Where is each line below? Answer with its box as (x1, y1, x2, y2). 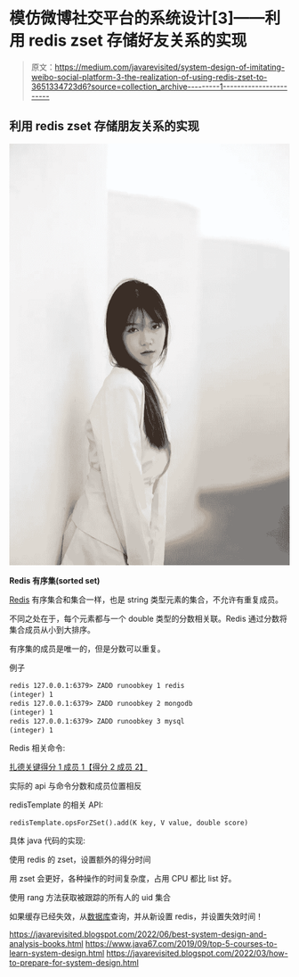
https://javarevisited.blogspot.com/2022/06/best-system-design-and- (9, 929, 267, 940)
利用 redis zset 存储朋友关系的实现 (9, 119, 200, 134)
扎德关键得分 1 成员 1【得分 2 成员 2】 (9, 762, 149, 773)
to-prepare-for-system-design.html (9, 957, 140, 968)
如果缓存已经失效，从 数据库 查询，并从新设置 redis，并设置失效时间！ (9, 911, 264, 922)
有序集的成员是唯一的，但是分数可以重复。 (9, 643, 166, 654)
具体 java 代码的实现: (9, 835, 86, 846)
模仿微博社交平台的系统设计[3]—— (9, 8, 265, 29)
